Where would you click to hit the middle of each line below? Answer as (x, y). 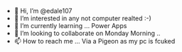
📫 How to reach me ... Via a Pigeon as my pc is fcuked (95, 41)
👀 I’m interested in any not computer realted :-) (82, 18)
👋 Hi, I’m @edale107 (43, 11)
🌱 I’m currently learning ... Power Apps (70, 26)
